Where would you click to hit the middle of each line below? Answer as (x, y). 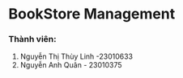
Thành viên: (32, 39)
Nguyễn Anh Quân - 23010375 (71, 65)
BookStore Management (92, 14)
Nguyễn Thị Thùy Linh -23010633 (77, 56)
